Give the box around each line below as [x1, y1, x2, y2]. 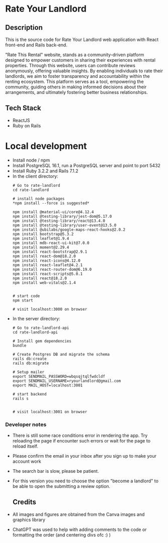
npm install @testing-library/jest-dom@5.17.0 [12, 214, 112, 219]
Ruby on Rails [12, 122, 41, 129]
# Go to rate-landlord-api [12, 325, 69, 330]
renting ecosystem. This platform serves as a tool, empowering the [5, 79, 144, 84]
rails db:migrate [12, 361, 49, 366]
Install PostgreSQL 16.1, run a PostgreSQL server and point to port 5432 [12, 162, 161, 168]
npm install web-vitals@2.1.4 [12, 280, 76, 285]
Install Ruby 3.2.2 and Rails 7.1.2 [12, 168, 79, 174]
